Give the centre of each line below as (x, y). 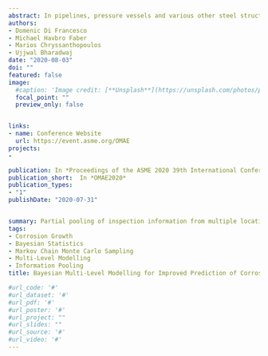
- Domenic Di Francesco (48, 30)
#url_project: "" (37, 317)
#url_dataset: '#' (39, 295)
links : (19, 126)
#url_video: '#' (35, 340)
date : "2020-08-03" (41, 61)
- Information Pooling (46, 266)
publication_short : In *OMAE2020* (67, 178)
